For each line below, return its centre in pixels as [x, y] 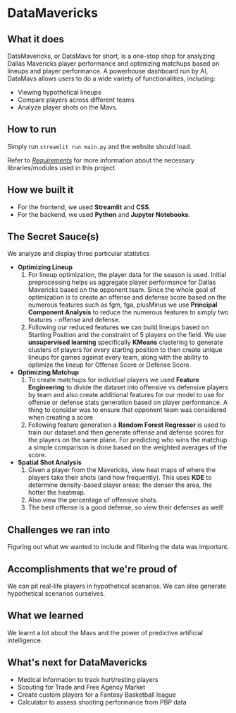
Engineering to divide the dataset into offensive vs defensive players [128, 387]
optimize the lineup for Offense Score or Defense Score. [110, 365]
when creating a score [61, 418]
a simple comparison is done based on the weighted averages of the [128, 447]
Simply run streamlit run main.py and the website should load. [100, 146]
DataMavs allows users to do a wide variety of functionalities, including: [112, 78]
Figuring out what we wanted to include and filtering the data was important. [118, 547]
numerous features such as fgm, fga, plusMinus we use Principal [123, 305]
